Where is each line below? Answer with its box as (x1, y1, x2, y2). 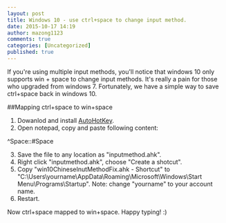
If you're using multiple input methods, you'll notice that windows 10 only (7, 67, 215, 76)
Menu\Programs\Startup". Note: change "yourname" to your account (17, 180, 213, 188)
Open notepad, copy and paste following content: (17, 124, 159, 132)
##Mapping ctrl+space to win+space (7, 103, 113, 111)
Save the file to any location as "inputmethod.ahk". (17, 150, 162, 159)
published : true (7, 49, 54, 56)
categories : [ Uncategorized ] (7, 42, 91, 49)
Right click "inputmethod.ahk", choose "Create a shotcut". (17, 157, 182, 166)
